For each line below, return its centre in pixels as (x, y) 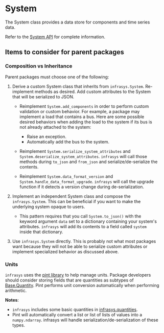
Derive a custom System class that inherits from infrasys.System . (78, 86)
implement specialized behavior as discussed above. (65, 251)
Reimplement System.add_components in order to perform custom (84, 106)
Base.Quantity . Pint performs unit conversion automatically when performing (82, 285)
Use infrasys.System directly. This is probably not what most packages (84, 241)
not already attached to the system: (55, 127)
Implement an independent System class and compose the (71, 196)
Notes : (12, 300)
